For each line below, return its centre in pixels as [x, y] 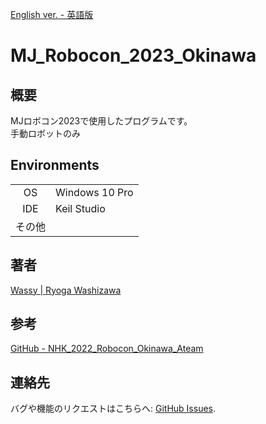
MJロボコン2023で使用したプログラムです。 [101, 121]
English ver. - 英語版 [52, 14]
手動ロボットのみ [45, 133]
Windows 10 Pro [94, 192]
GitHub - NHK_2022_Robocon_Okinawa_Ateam [107, 349]
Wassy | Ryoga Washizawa [66, 290]
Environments [55, 165]
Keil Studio [80, 208]
